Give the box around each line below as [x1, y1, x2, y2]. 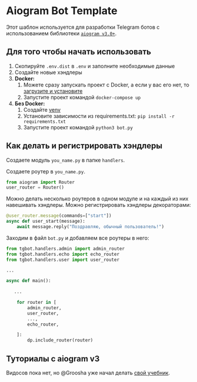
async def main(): [6, 278, 51, 284]
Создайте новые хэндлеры [14, 69, 82, 76]
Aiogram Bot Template [6, 4, 118, 18]
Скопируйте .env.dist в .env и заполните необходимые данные [14, 62, 175, 69]
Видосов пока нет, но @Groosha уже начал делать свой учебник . [6, 369, 171, 376]
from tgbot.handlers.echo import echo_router [6, 251, 119, 257]
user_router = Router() [6, 185, 65, 190]
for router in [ [16, 300, 57, 306]
